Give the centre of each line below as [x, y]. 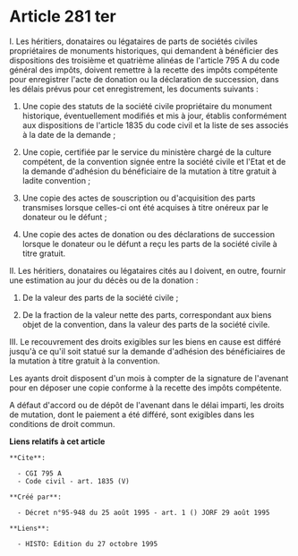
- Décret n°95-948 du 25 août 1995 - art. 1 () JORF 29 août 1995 [144, 512]
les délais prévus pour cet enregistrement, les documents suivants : [134, 89]
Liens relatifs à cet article [57, 441]
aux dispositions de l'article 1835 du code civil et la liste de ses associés [155, 125]
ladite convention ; [56, 180]
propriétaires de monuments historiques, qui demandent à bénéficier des [144, 50]
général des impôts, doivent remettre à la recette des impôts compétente [144, 70]
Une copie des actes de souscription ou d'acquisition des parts [139, 198]
